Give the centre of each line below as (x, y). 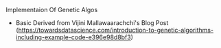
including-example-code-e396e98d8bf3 (73, 37)
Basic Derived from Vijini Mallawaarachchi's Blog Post (92, 23)
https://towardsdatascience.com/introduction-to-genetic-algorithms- (116, 30)
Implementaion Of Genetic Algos (52, 10)
